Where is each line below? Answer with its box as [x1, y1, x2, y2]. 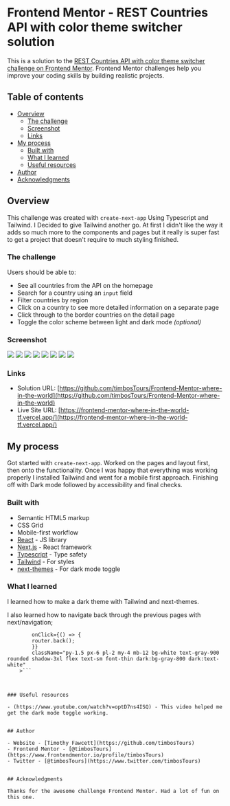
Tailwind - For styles [16, 557, 75, 566]
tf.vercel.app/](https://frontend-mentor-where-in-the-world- [16, 414, 188, 422]
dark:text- [188, 655, 220, 662]
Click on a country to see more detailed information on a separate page [16, 303, 220, 311]
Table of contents [7, 91, 84, 103]
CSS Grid [16, 521, 43, 529]
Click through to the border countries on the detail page [16, 311, 175, 319]
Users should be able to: [7, 268, 77, 276]
